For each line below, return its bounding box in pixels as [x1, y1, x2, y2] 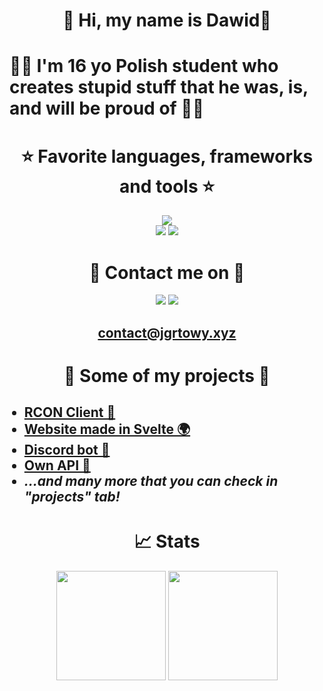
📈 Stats [133, 530, 201, 553]
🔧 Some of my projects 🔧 [63, 364, 271, 387]
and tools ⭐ [119, 175, 215, 198]
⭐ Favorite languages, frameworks [20, 145, 314, 168]
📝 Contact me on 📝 [88, 261, 246, 284]
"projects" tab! [23, 489, 121, 506]
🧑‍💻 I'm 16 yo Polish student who [9, 55, 279, 78]
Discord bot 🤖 [23, 442, 111, 459]
